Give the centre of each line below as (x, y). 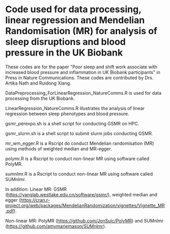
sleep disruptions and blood (66, 42)
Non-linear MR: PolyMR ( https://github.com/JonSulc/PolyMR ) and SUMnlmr (84, 221)
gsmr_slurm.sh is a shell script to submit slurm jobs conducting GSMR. (79, 133)
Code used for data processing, (73, 9)
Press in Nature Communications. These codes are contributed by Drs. (79, 77)
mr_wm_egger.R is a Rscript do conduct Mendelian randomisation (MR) (80, 143)
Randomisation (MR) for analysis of (81, 31)
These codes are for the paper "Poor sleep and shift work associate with (81, 67)
